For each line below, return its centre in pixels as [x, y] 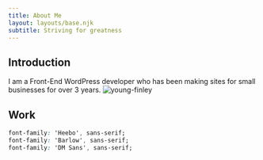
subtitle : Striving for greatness [65, 30]
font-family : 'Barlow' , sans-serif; [69, 140]
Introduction [40, 62]
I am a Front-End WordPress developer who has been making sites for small [132, 82]
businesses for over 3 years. [55, 90]
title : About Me [35, 15]
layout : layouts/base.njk [51, 23]
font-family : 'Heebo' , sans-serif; [67, 133]
